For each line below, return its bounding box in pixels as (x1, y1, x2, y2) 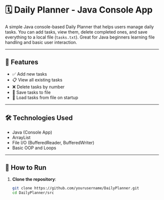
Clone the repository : (12, 177, 57, 182)
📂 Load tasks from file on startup (12, 94, 78, 100)
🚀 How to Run (5, 163, 47, 172)
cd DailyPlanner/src (12, 190, 54, 196)
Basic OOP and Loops (12, 145, 57, 151)
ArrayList (12, 134, 31, 140)
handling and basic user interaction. (5, 39, 77, 45)
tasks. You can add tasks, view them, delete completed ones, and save (5, 29, 148, 35)
